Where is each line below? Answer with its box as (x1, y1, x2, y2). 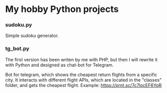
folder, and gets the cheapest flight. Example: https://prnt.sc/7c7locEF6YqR (5, 82, 162, 88)
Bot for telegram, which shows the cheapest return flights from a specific (5, 71, 157, 77)
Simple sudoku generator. (5, 32, 59, 38)
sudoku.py (5, 21, 32, 28)
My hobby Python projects (5, 3, 119, 15)
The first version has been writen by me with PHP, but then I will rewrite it (5, 56, 158, 62)
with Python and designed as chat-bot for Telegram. (5, 61, 114, 68)
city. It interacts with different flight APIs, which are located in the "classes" (5, 76, 162, 83)
